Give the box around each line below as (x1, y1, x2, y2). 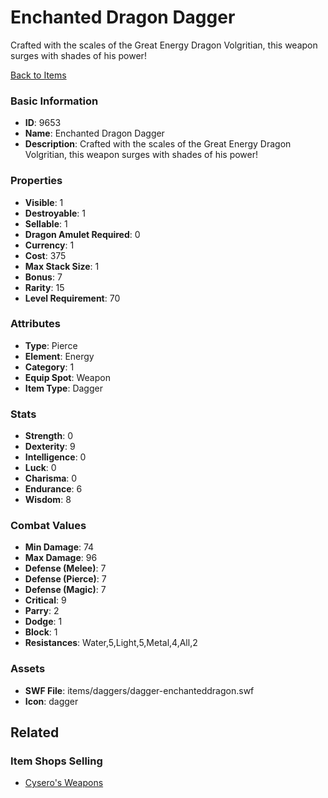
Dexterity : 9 (24, 441, 76, 453)
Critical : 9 (24, 594, 67, 606)
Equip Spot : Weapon (24, 371, 111, 383)
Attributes (10, 317, 61, 331)
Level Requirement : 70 (24, 292, 121, 304)
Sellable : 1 (24, 217, 68, 230)
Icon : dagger (24, 695, 79, 707)
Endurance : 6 (24, 483, 83, 495)
